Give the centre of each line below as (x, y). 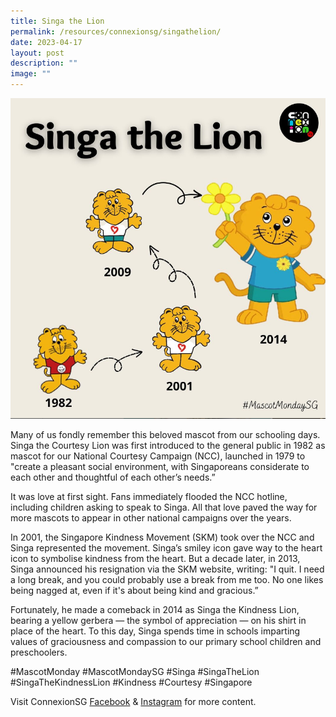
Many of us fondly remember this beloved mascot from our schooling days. (165, 434)
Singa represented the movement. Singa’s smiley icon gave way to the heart (166, 547)
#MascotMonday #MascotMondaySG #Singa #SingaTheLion (135, 671)
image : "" (31, 74)
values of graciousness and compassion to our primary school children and (166, 641)
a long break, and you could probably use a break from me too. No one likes (167, 579)
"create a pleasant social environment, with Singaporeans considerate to (160, 466)
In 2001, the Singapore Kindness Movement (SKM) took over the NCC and (162, 537)
